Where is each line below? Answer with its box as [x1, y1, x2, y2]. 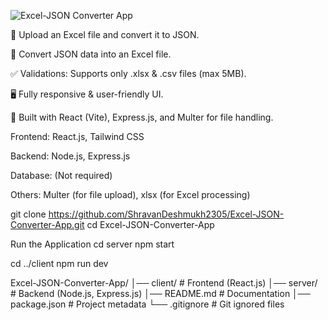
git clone [10, 208, 47, 220]
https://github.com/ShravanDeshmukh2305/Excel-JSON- [48, 208, 285, 220]
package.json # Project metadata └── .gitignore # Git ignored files [10, 298, 285, 310]
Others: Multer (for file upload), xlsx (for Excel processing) [10, 189, 251, 200]
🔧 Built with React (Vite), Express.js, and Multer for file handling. [10, 111, 274, 123]
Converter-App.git [10, 219, 85, 230]
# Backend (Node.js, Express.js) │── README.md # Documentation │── [10, 288, 311, 299]
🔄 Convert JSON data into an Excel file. [10, 48, 172, 60]
